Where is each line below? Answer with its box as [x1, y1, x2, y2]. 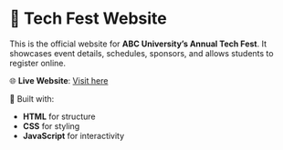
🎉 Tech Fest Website [9, 8, 167, 29]
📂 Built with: [9, 93, 55, 104]
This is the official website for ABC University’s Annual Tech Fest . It [9, 38, 267, 49]
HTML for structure [22, 111, 96, 122]
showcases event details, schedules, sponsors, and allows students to [9, 47, 274, 58]
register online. [9, 57, 67, 68]
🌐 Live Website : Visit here [9, 75, 109, 85]
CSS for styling [22, 120, 80, 131]
